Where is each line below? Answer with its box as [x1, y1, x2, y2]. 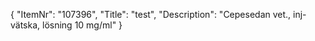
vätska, [10, 19, 41, 31]
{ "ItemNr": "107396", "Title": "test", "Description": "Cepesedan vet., [10, 9, 292, 20]
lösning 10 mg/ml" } [42, 19, 123, 31]
